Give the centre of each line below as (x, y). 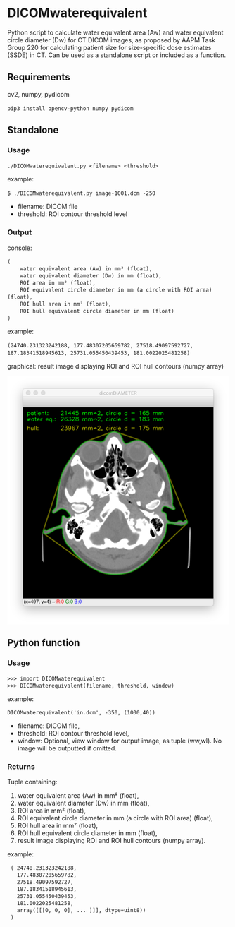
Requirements (39, 77)
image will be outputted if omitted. (67, 748)
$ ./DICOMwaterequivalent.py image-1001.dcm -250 (82, 193)
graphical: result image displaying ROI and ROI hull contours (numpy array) (115, 366)
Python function (44, 643)
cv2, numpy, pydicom (38, 94)
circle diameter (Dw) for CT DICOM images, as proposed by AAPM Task (112, 40)
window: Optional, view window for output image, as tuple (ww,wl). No (120, 741)
